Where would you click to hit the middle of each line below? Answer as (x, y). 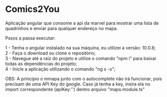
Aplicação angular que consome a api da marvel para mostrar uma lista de (82, 23)
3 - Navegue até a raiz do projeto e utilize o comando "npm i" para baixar (81, 58)
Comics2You (32, 9)
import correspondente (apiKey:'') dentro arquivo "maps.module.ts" (75, 89)
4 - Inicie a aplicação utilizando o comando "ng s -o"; (60, 69)
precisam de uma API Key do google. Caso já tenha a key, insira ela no (78, 84)
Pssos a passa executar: (30, 38)
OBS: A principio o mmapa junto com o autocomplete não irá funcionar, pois (83, 78)
